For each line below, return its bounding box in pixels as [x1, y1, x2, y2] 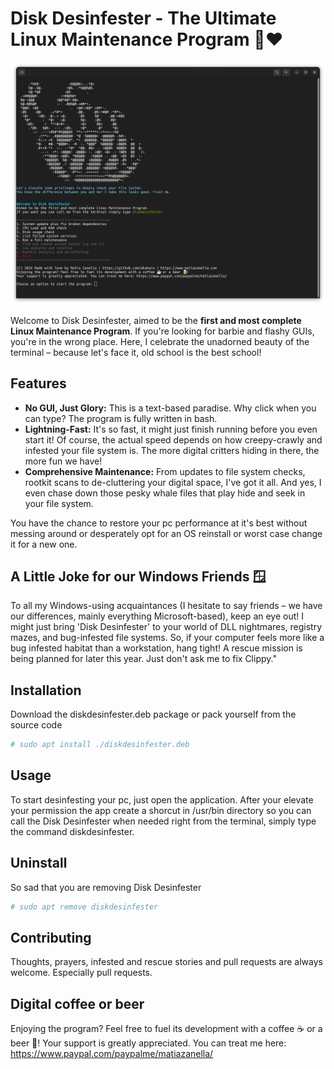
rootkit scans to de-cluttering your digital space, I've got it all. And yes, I [24, 476, 322, 488]
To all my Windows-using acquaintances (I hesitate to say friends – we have [10, 600, 323, 612]
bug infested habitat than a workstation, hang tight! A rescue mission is [10, 642, 303, 654]
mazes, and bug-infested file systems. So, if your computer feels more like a [10, 632, 325, 644]
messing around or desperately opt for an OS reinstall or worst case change [10, 527, 323, 539]
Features [10, 375, 67, 392]
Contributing [10, 929, 92, 946]
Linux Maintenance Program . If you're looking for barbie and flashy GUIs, [10, 325, 315, 337]
